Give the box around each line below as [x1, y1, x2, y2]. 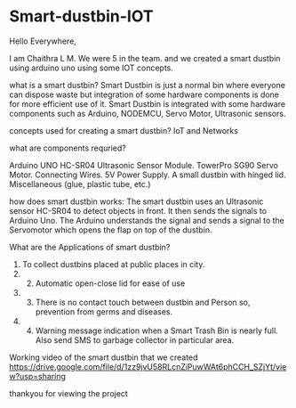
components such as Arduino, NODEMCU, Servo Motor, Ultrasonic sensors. [9, 108, 286, 118]
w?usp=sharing [9, 371, 67, 381]
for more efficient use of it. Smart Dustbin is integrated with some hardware [9, 98, 286, 109]
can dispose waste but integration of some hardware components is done [9, 89, 280, 100]
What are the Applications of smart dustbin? [9, 241, 171, 252]
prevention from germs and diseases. [35, 306, 173, 317]
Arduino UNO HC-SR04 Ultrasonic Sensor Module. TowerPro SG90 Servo [9, 159, 278, 170]
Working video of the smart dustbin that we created [9, 352, 198, 363]
